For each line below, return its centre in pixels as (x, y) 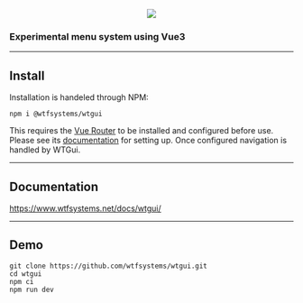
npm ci (22, 281)
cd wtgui (26, 274)
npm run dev (32, 289)
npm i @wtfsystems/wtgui (56, 114)
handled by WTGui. (45, 150)
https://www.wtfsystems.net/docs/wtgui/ (86, 208)
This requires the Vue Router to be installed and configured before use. (142, 131)
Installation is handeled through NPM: (79, 97)
